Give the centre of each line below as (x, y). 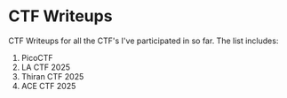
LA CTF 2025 (45, 67)
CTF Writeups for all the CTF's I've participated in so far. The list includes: (143, 41)
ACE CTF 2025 (48, 86)
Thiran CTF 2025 (52, 76)
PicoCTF (37, 57)
